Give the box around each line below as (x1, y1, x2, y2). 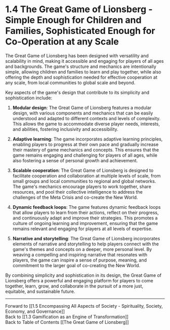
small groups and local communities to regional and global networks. (12, 178, 156, 184)
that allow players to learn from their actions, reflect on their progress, (12, 209, 159, 215)
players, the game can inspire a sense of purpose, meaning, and (12, 257, 147, 263)
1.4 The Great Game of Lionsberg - (5, 4, 153, 15)
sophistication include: (5, 95, 53, 101)
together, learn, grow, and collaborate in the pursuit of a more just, (5, 283, 143, 289)
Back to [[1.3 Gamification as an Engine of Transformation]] (5, 313, 129, 320)
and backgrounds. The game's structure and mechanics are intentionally (5, 63, 157, 69)
